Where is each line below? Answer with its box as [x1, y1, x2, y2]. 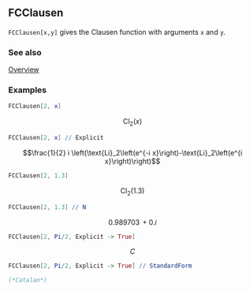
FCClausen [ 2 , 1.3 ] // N [8, 203, 87, 211]
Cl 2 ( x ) [122, 117, 143, 129]
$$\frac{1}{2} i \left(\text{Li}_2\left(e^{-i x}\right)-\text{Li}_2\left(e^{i [22, 147, 243, 157]
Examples [8, 84, 47, 95]
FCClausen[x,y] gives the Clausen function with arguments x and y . [8, 27, 226, 36]
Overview [8, 65, 39, 74]
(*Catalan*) [8, 276, 47, 285]
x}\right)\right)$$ [104, 156, 161, 166]
